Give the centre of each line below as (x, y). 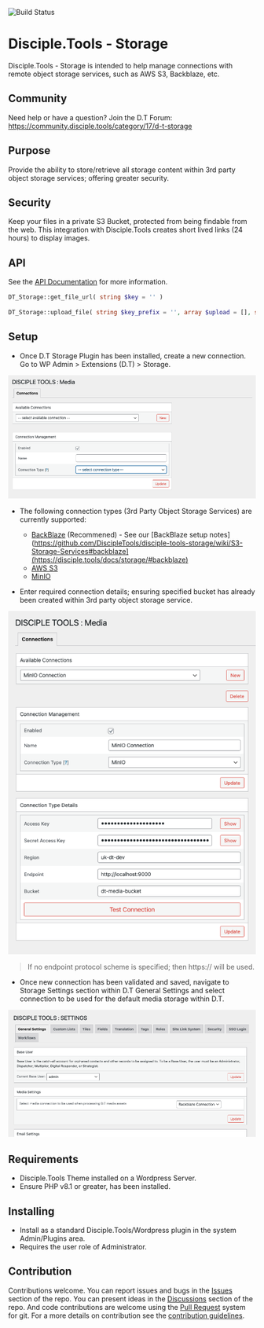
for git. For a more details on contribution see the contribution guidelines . (126, 1315)
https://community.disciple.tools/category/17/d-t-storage (100, 126)
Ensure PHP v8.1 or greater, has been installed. (95, 1187)
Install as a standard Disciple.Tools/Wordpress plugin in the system (128, 1231)
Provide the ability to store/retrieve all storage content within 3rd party (122, 170)
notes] (220, 535)
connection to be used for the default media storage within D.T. (122, 999)
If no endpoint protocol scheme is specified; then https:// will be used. (141, 967)
